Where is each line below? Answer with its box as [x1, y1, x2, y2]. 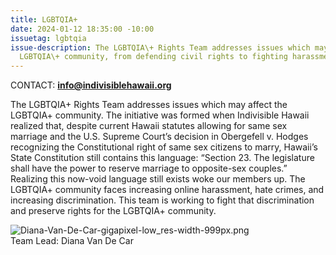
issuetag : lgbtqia [10, 33, 87, 43]
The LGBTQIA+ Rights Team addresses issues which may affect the [10, 99, 288, 111]
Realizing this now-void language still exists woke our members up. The [10, 173, 306, 185]
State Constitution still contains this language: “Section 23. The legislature [10, 152, 315, 164]
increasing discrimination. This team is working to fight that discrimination [10, 194, 315, 206]
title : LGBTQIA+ [10, 14, 78, 25]
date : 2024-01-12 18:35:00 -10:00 [10, 24, 155, 34]
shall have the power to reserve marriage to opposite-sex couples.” [10, 162, 288, 175]
